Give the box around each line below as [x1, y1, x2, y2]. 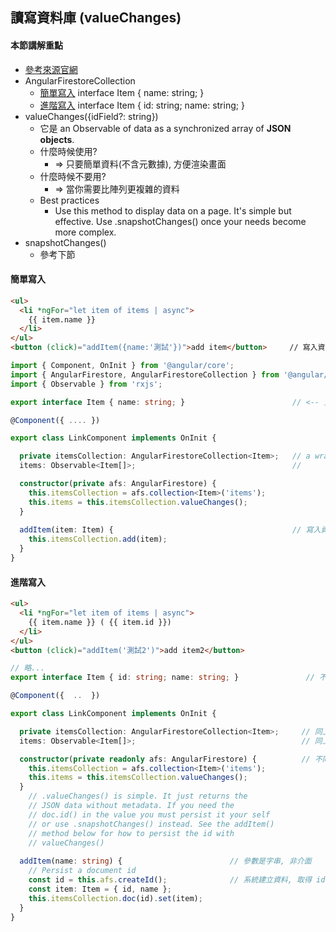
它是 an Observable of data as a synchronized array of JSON [39, 122, 292, 134]
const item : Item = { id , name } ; [28, 884, 172, 894]
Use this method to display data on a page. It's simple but [54, 204, 292, 217]
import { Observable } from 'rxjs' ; [10, 379, 163, 389]
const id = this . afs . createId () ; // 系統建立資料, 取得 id [28, 875, 326, 885]
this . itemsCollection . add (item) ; [28, 534, 168, 545]
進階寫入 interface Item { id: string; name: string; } [39, 99, 245, 111]
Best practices [39, 194, 100, 206]
